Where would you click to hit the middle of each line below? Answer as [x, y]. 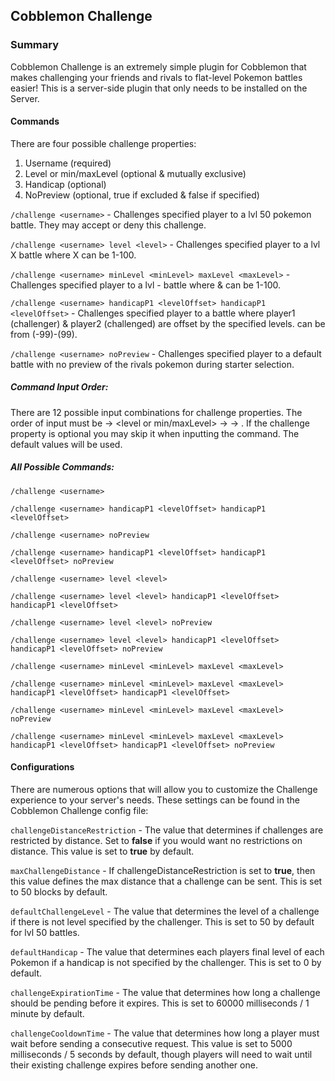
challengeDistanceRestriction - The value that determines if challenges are [167, 830]
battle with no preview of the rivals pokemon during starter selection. [152, 364]
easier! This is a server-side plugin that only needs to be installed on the [159, 88]
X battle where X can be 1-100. [73, 255]
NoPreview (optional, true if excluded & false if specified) [142, 195]
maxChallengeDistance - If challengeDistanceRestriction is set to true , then [163, 871]
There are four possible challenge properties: [103, 143]
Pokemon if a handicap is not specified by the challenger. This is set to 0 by [166, 963]
